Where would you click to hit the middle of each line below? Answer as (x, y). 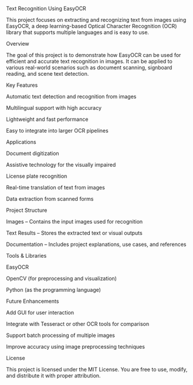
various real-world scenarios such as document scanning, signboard (89, 67)
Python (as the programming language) (54, 290)
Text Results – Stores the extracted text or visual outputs (74, 233)
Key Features (22, 85)
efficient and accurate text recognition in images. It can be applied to (89, 61)
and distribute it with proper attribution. (53, 376)
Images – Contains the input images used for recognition (75, 222)
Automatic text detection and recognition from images (71, 97)
